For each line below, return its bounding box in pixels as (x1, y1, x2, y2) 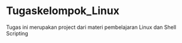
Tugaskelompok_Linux (6, 4, 120, 18)
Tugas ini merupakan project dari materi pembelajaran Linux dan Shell (6, 24, 176, 31)
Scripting (6, 29, 28, 37)
